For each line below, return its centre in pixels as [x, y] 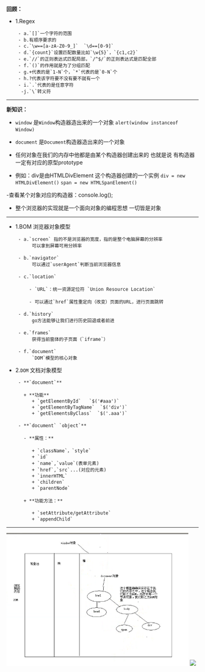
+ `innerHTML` [49, 476]
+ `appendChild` [52, 519]
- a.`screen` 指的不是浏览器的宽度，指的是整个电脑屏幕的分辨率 [90, 239]
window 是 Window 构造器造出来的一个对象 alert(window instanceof [97, 122]
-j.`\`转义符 [36, 92]
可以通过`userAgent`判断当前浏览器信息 [76, 265]
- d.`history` [36, 314]
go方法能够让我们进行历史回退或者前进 [73, 321]
